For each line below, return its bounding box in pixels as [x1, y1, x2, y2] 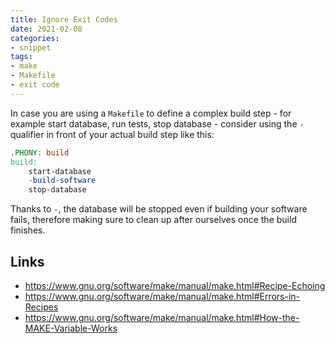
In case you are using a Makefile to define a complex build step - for [10, 107, 292, 119]
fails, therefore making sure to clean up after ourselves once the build [10, 214, 297, 226]
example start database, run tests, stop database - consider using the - [10, 117, 305, 130]
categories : [10, 33, 60, 43]
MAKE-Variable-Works [24, 322, 118, 334]
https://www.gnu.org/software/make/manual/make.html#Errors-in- [24, 290, 301, 302]
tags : [10, 52, 33, 62]
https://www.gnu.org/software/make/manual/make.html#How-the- [24, 311, 300, 323]
